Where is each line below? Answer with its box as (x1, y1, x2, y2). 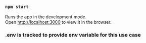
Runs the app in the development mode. (5, 14, 87, 20)
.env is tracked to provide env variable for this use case (5, 32, 141, 39)
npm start (5, 4, 29, 9)
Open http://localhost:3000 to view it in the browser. (5, 19, 112, 25)
